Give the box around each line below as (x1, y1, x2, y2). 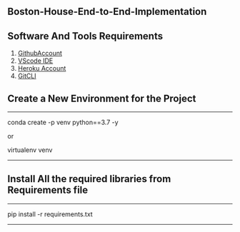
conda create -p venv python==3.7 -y (7, 118, 119, 127)
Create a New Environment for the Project (7, 92, 196, 104)
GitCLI (17, 71, 37, 81)
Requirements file (7, 184, 89, 196)
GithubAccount (17, 49, 63, 58)
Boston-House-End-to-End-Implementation (7, 6, 207, 18)
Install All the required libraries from (7, 173, 171, 185)
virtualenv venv (7, 146, 53, 154)
